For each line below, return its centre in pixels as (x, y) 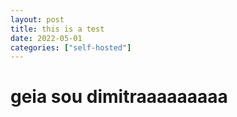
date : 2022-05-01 (46, 38)
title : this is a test (57, 29)
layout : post (37, 19)
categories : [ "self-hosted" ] (71, 47)
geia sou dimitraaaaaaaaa (119, 97)
